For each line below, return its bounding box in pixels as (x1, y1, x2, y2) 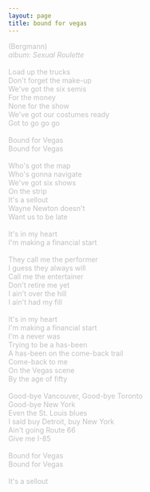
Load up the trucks (8, 67, 70, 76)
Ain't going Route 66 (8, 425, 76, 434)
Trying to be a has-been (8, 340, 88, 349)
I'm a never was (8, 331, 61, 341)
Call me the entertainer (8, 271, 84, 281)
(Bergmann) (8, 41, 48, 51)
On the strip (8, 186, 48, 196)
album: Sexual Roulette (8, 50, 85, 59)
